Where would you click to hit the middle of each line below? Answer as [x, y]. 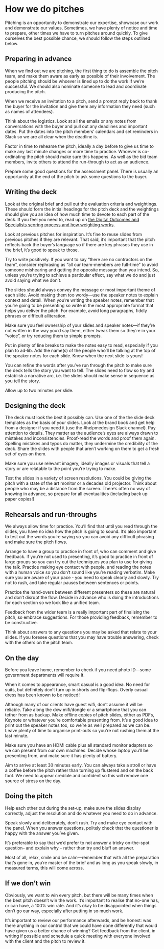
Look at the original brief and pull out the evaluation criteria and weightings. [81, 204]
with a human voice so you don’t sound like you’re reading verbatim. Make [80, 572]
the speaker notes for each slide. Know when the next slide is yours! [74, 356]
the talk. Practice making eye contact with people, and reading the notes [78, 567]
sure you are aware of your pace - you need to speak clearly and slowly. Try [82, 578]
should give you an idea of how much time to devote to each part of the [77, 214]
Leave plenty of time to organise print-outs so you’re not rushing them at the [82, 730]
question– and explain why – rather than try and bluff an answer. [70, 848]
